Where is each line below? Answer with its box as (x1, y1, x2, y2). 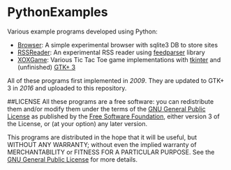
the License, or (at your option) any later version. (7, 119, 148, 127)
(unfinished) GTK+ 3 (17, 63, 75, 71)
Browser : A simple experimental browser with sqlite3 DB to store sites (17, 40, 218, 49)
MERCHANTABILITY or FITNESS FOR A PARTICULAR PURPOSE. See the (7, 148, 215, 156)
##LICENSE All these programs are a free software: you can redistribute (7, 97, 214, 105)
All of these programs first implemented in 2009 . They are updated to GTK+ (7, 76, 225, 84)
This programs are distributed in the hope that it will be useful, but (7, 133, 198, 141)
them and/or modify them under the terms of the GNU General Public (7, 105, 206, 113)
